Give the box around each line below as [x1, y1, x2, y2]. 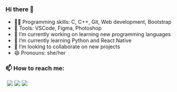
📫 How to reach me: [5, 64, 65, 72]
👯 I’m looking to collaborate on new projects [13, 43, 121, 50]
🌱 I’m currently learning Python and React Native [13, 37, 132, 44]
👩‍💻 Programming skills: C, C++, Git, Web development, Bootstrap [13, 19, 172, 26]
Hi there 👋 [5, 5, 35, 13]
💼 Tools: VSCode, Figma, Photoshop [13, 24, 102, 31]
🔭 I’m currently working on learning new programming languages [13, 31, 171, 38]
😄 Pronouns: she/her [13, 49, 66, 56]
